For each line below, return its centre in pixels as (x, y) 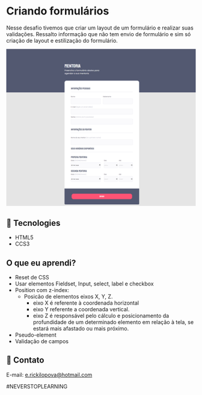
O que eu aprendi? (41, 263)
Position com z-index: (42, 290)
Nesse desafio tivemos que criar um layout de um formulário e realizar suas (100, 28)
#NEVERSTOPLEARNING (37, 386)
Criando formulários (58, 11)
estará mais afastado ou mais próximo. (81, 328)
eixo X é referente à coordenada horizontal (86, 303)
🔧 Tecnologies (33, 223)
